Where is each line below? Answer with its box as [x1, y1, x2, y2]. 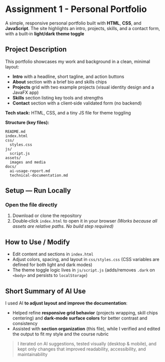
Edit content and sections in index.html [12, 251, 94, 257]
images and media [9, 159, 46, 164]
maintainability [17, 351, 48, 357]
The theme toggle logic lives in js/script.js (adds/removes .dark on [12, 267, 155, 273]
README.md [5, 129, 26, 134]
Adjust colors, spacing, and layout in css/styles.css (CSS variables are [12, 256, 159, 262]
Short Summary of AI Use [5, 286, 86, 295]
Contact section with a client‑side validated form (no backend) [12, 100, 142, 106]
